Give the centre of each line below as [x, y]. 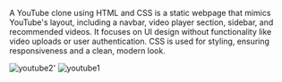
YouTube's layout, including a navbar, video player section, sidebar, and [141, 22]
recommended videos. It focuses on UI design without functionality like [141, 32]
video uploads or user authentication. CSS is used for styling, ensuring [140, 41]
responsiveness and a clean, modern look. [87, 51]
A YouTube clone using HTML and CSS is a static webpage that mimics [140, 13]
